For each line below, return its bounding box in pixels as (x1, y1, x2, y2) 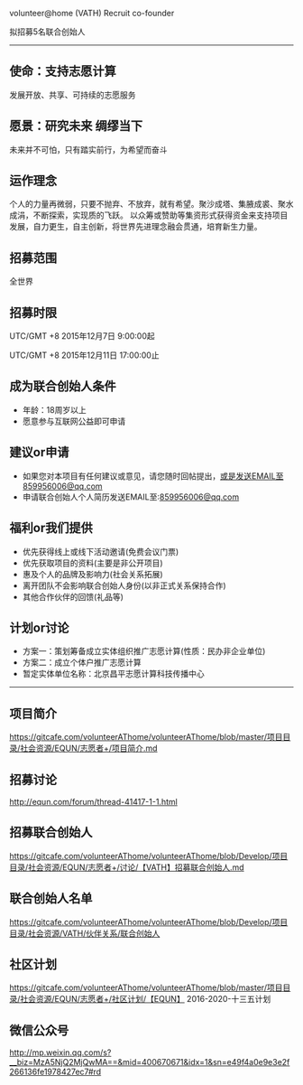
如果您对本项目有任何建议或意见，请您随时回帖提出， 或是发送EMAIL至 (22, 470, 284, 482)
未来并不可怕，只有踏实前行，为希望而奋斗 (9, 144, 168, 154)
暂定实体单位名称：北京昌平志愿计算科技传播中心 (22, 669, 205, 679)
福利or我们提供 (9, 520, 93, 536)
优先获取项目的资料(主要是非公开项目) (22, 557, 164, 568)
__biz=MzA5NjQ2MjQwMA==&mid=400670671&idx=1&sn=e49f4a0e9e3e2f (9, 1057, 290, 1068)
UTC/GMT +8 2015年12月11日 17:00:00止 (9, 350, 160, 360)
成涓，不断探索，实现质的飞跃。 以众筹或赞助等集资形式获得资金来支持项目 (9, 210, 289, 220)
